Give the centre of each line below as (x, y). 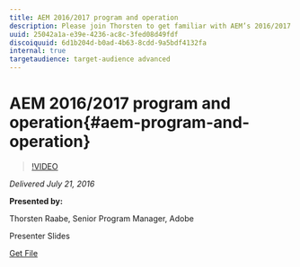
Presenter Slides (40, 236)
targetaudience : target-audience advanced (90, 59)
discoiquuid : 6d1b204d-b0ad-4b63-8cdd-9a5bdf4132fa (108, 43)
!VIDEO (44, 166)
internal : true (38, 51)
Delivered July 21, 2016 (52, 184)
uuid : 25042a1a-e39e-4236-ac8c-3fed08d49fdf (94, 34)
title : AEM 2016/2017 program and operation (94, 17)
